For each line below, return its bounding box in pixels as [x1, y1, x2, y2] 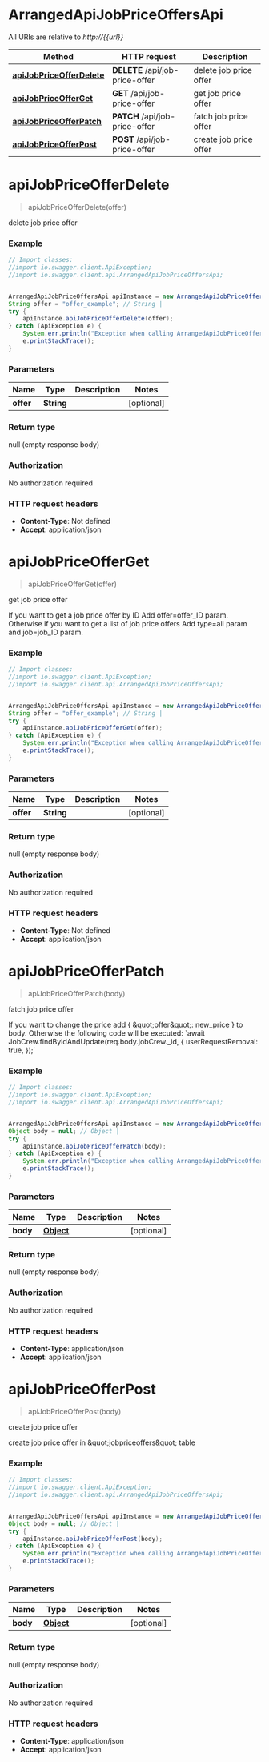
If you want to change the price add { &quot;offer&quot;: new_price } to [8, 1020, 243, 1029]
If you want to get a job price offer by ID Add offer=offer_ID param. [8, 610, 228, 620]
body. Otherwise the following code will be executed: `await [8, 1028, 206, 1038]
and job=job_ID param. [8, 627, 84, 637]
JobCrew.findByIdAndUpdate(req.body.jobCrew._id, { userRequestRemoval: [8, 1036, 259, 1046]
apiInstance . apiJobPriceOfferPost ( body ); [22, 1535, 163, 1543]
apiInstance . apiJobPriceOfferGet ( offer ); [22, 724, 163, 732]
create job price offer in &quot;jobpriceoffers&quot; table [8, 1438, 196, 1447]
